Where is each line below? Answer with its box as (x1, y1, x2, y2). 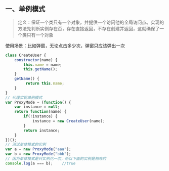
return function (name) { (14, 109, 67, 114)
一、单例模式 (5, 5, 46, 14)
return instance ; (23, 128, 60, 133)
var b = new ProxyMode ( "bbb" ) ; (5, 151, 71, 157)
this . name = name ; (23, 62, 62, 67)
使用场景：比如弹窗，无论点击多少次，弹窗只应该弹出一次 (5, 42, 125, 49)
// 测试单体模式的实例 (5, 142, 47, 147)
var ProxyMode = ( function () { (5, 100, 71, 105)
